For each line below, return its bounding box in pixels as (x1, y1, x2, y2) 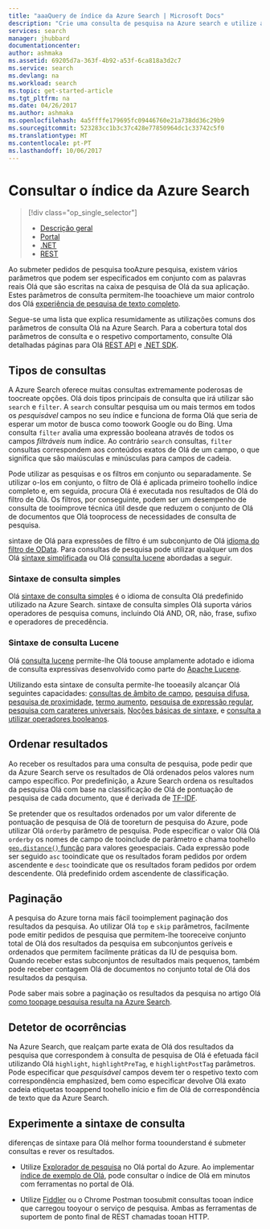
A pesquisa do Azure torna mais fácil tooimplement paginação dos (8, 913, 229, 923)
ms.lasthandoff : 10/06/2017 (8, 147, 103, 155)
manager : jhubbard (8, 34, 70, 43)
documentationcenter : (8, 42, 81, 50)
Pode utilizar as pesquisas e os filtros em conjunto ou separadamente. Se (8, 469, 252, 479)
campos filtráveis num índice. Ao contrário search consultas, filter (8, 437, 233, 446)
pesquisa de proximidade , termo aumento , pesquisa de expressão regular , (8, 697, 255, 706)
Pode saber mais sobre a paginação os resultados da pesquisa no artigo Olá (8, 988, 261, 999)
